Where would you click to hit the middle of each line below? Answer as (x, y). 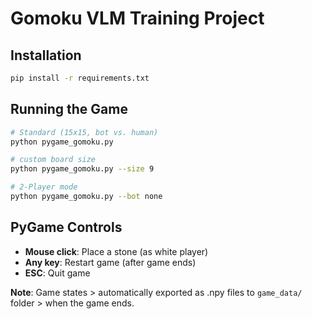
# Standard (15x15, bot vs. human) (84, 132)
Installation (46, 55)
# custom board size (53, 160)
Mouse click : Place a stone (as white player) (116, 251)
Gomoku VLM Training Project (137, 18)
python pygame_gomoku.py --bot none (86, 197)
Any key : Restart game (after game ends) (110, 262)
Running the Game (69, 109)
